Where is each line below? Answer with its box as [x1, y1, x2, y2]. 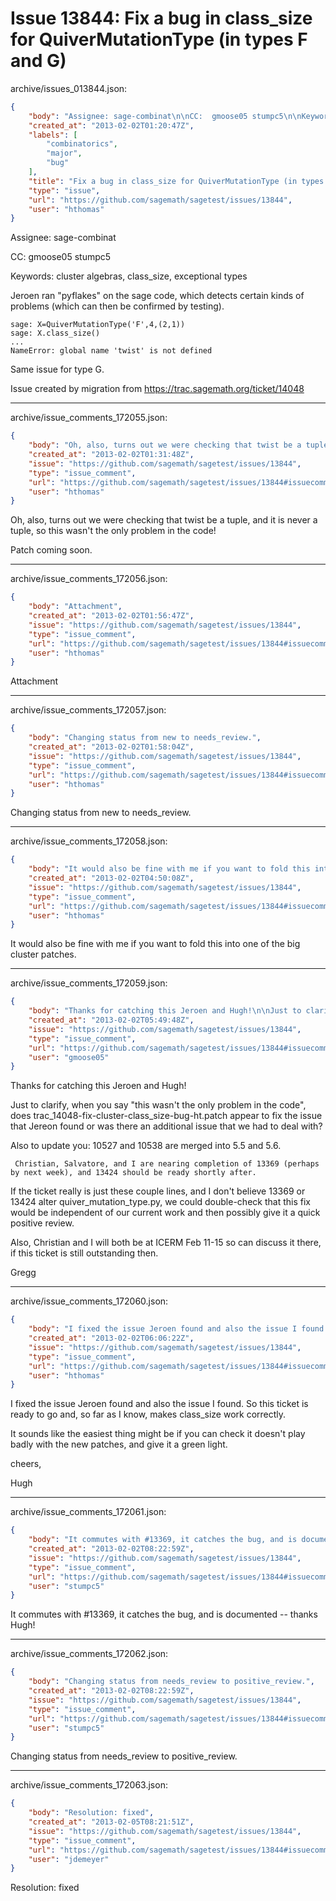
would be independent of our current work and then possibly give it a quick [10, 1207, 321, 1219]
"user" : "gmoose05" [28, 1052, 110, 1062]
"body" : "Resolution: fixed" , [28, 1808, 155, 1818]
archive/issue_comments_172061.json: [10, 1506, 167, 1518]
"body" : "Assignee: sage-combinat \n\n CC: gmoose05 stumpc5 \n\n [28, 111, 302, 121]
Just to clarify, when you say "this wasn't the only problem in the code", [10, 1099, 307, 1111]
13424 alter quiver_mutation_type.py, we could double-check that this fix [10, 1196, 311, 1208]
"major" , [46, 148, 83, 159]
